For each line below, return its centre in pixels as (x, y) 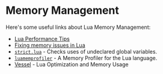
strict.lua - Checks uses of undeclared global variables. (86, 51)
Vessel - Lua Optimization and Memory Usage (71, 64)
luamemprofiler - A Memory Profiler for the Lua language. (86, 58)
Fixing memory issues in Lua (50, 45)
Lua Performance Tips (42, 39)
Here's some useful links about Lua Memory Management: (78, 27)
